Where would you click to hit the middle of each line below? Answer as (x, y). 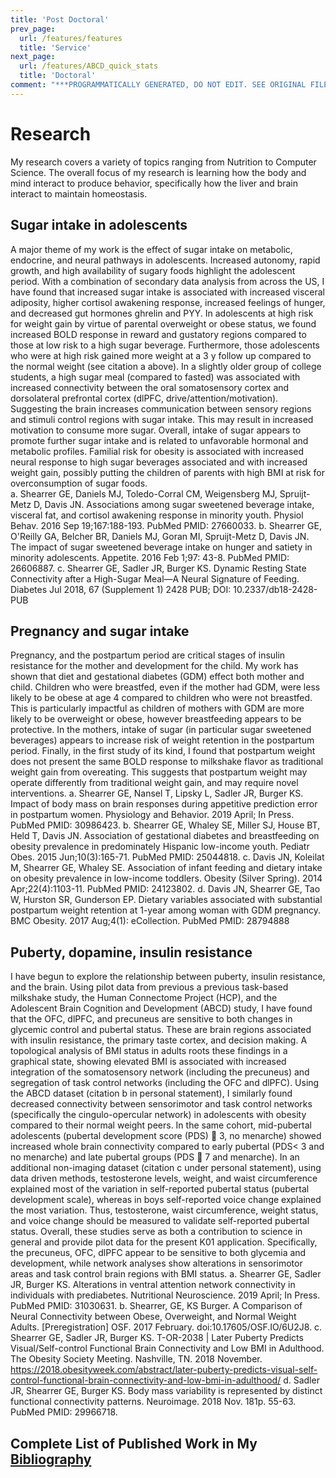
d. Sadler (301, 1380)
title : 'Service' (55, 47)
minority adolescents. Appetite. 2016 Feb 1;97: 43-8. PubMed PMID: (150, 557)
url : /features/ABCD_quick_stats (89, 66)
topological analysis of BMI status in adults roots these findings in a (149, 1051)
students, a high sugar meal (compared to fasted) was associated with (155, 377)
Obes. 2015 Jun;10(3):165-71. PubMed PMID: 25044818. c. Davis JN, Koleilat (167, 857)
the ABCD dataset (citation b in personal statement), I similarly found (151, 1093)
